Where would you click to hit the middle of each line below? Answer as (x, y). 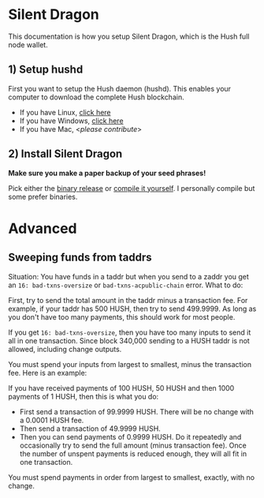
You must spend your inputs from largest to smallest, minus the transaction (130, 364)
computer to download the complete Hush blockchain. (96, 97)
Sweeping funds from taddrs (80, 258)
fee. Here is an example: (48, 373)
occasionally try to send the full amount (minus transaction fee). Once (133, 445)
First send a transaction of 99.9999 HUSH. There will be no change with (137, 411)
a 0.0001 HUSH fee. (52, 420)
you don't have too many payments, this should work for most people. (122, 316)
